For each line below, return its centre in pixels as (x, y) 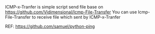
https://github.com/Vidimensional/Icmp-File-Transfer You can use (71, 12)
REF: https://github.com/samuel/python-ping (50, 26)
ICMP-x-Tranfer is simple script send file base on (54, 7)
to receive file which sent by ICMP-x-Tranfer (76, 17)
